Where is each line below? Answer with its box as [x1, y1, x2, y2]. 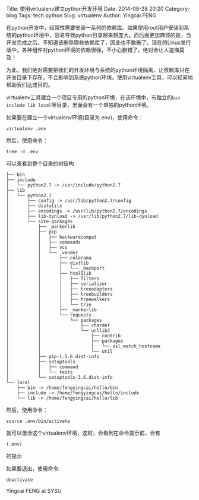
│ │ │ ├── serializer [6, 281, 108, 287]
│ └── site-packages [6, 219, 73, 224]
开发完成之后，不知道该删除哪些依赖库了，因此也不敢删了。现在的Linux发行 [6, 39, 191, 46]
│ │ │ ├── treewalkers [6, 296, 110, 302]
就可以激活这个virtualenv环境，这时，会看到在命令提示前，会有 [6, 429, 160, 436]
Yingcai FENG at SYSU [6, 488, 62, 494]
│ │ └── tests [6, 369, 73, 375]
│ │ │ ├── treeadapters [6, 286, 113, 292]
